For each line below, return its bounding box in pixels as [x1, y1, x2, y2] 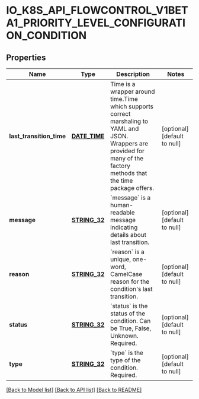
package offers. [110, 184, 154, 192]
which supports [110, 102, 154, 110]
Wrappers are [110, 140, 149, 147]
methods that [110, 169, 147, 177]
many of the [110, 154, 144, 162]
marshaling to [110, 117, 149, 125]
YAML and [110, 125, 139, 132]
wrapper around [110, 87, 155, 96]
